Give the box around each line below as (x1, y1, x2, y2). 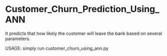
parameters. (5, 36, 31, 42)
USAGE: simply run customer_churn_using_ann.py (5, 45, 109, 51)
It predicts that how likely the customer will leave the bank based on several (5, 30, 162, 36)
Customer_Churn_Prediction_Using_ (5, 3, 159, 15)
